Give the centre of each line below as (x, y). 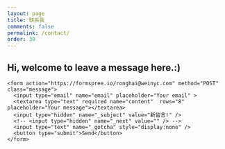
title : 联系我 (26, 20)
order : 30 (22, 40)
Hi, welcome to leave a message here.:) (94, 68)
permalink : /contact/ (39, 33)
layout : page (26, 14)
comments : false (31, 26)
